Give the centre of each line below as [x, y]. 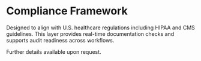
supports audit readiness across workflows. [60, 40]
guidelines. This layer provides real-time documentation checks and [90, 33]
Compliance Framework [67, 11]
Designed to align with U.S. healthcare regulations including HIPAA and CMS [100, 28]
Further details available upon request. [54, 51]
